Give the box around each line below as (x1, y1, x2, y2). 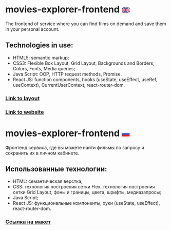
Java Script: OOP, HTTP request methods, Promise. (12, 71, 122, 77)
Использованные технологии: (5, 164, 107, 173)
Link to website (5, 108, 44, 116)
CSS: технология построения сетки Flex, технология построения (12, 184, 155, 190)
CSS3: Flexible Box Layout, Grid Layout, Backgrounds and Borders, (12, 60, 155, 66)
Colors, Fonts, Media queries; (12, 65, 75, 71)
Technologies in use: (5, 41, 73, 50)
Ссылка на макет (5, 218, 51, 225)
